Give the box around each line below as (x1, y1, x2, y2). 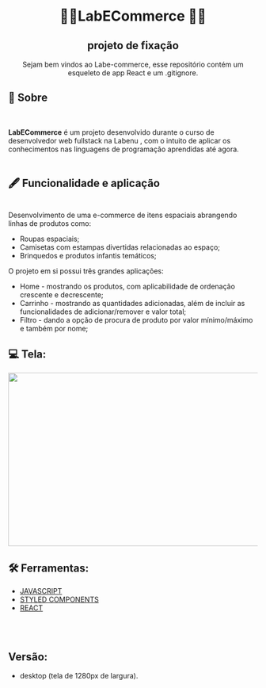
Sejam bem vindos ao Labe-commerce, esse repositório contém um (22, 59, 244, 69)
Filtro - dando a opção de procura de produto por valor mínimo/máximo (19, 315, 253, 324)
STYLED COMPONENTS (19, 594, 99, 605)
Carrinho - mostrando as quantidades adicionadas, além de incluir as (19, 298, 245, 308)
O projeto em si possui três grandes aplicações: (8, 266, 164, 276)
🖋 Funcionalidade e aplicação (8, 177, 161, 190)
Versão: (8, 650, 48, 663)
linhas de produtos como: (8, 218, 92, 228)
